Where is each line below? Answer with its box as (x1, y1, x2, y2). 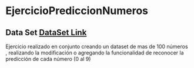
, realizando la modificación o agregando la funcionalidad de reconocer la (5, 49, 184, 56)
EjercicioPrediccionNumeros (5, 4, 148, 18)
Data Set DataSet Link (5, 28, 87, 38)
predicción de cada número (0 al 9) (5, 56, 91, 62)
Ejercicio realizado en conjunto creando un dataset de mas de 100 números (5, 43, 189, 50)
